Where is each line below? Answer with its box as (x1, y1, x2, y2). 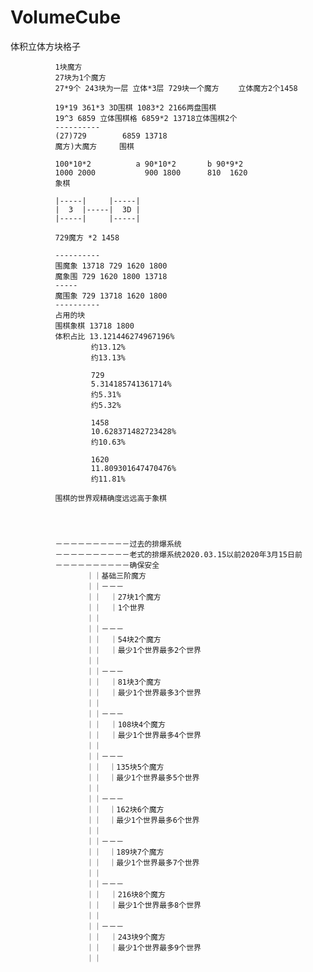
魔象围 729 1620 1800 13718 (54, 271, 168, 281)
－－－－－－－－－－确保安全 (54, 560, 160, 570)
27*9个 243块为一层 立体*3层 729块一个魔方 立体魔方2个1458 (54, 83, 298, 93)
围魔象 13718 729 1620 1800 (54, 261, 168, 271)
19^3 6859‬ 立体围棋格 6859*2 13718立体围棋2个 (54, 113, 238, 123)
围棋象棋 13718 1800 (54, 321, 135, 331)
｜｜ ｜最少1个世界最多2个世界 (86, 645, 202, 655)
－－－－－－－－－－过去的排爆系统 (54, 539, 182, 549)
